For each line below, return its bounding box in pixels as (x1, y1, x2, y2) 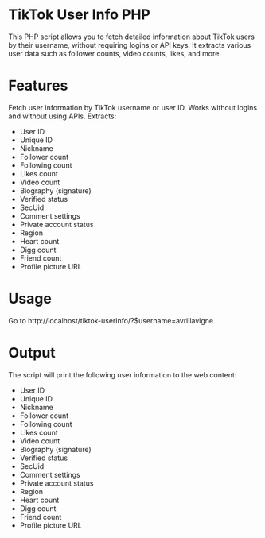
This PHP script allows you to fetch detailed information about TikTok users (8, 32, 255, 41)
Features (8, 77, 68, 95)
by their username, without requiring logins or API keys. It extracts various (8, 40, 251, 49)
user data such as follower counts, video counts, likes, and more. (8, 48, 221, 58)
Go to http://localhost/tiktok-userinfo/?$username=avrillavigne (8, 315, 213, 325)
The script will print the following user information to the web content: (8, 370, 237, 379)
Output (8, 344, 56, 362)
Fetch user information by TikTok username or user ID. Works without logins (8, 103, 257, 112)
